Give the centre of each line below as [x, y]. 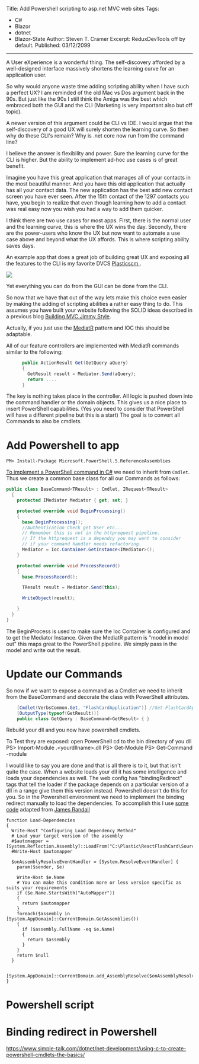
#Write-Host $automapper [42, 852]
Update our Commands [64, 674]
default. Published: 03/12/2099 [52, 45]
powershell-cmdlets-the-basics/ [46, 1055]
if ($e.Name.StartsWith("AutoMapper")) [66, 893]
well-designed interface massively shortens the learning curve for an [90, 68]
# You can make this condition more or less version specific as [99, 883]
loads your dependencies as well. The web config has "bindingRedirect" [94, 778]
